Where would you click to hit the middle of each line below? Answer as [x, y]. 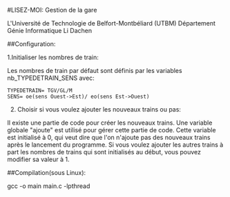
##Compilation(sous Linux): [47, 173]
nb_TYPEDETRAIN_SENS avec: [51, 78]
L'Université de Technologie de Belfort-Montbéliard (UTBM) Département [112, 23]
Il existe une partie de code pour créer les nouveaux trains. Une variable [110, 123]
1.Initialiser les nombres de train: [53, 57]
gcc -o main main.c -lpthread [49, 186]
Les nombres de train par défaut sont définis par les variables [95, 71]
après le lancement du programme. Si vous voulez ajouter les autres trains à [115, 145]
